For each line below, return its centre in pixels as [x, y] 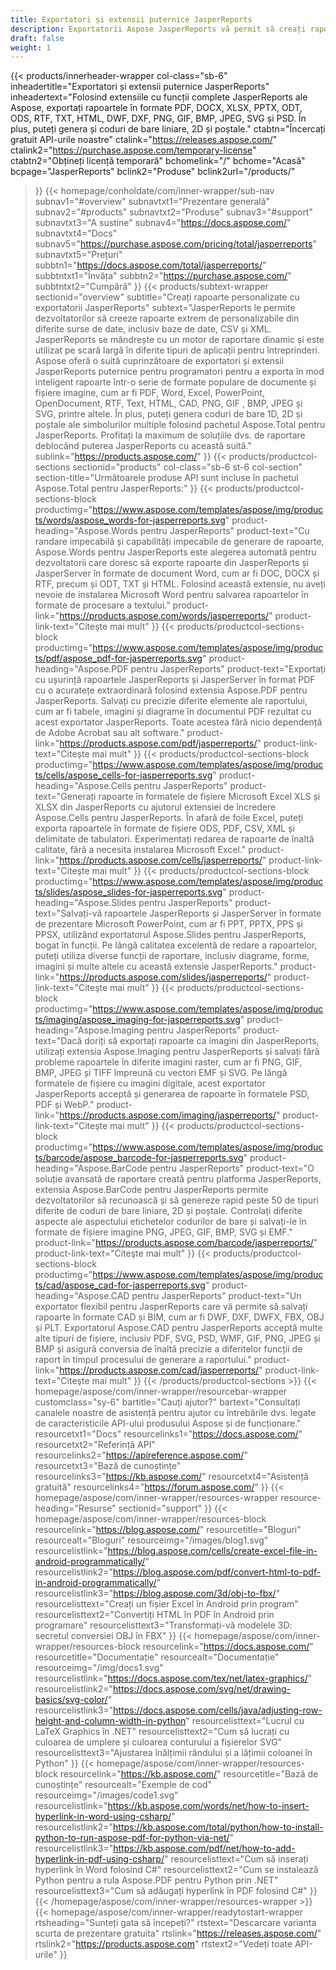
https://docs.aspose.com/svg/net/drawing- [202, 1689]
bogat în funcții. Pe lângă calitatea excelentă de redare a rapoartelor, [176, 945]
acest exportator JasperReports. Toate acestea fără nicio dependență [178, 722]
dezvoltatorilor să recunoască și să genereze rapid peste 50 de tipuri [176, 1200]
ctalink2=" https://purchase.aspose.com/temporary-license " [133, 150]
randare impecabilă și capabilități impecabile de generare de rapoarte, [179, 542]
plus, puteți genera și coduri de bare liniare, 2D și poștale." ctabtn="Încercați [168, 129]
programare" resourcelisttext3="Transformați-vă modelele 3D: [163, 1625]
